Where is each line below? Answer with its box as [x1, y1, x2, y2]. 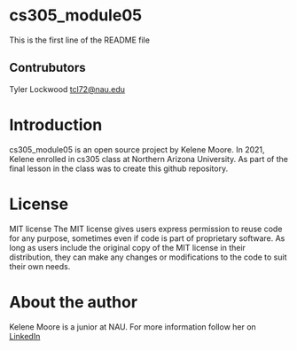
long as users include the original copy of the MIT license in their [9, 242, 246, 253]
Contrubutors [9, 60, 86, 75]
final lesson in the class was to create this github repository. [9, 163, 229, 174]
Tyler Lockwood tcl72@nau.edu [9, 83, 126, 94]
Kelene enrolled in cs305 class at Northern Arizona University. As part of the [9, 153, 288, 164]
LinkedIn [9, 331, 41, 341]
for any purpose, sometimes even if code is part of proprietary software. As [9, 232, 285, 244]
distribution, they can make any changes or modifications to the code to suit [9, 252, 287, 262]
